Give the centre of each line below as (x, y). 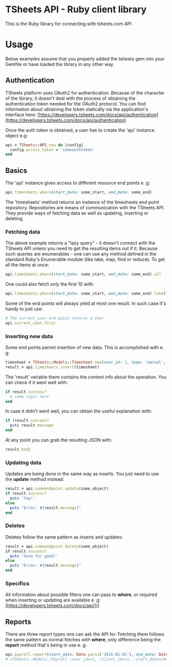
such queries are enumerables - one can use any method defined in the (81, 254)
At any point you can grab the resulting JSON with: (59, 440)
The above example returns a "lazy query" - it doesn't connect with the (80, 243)
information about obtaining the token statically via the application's (77, 109)
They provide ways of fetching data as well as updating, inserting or (77, 213)
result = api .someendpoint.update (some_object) (57, 489)
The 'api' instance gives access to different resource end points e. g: (78, 183)
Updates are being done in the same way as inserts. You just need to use (82, 474)
